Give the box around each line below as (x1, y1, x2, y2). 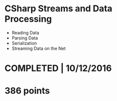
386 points (4, 85, 50, 97)
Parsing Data (11, 35, 38, 41)
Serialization (11, 40, 37, 46)
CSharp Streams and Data (4, 3, 113, 14)
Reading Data (11, 30, 39, 35)
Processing (4, 13, 52, 25)
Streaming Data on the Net (11, 45, 66, 51)
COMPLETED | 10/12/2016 (4, 63, 112, 74)
